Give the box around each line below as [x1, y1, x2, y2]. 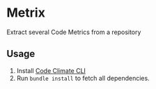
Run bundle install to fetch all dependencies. [16, 74, 150, 82]
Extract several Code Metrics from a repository [6, 28, 141, 36]
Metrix [6, 5, 46, 21]
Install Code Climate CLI [16, 66, 86, 74]
